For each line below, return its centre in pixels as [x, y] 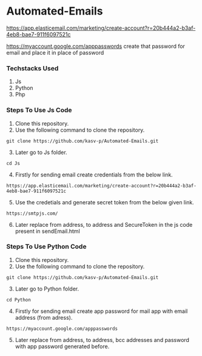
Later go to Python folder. [47, 289]
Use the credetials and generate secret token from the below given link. [104, 202]
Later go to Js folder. [41, 152]
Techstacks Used [32, 68]
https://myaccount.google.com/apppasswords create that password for [96, 46]
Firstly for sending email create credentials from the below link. [94, 175]
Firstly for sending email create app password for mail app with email [101, 311]
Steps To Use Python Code [46, 247]
